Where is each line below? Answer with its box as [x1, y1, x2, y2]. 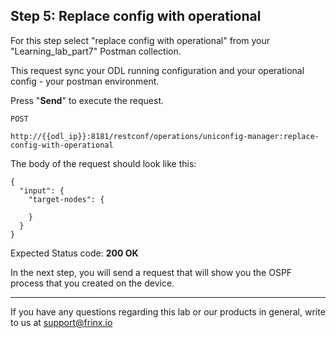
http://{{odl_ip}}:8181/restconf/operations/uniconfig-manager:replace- [10, 131, 320, 141]
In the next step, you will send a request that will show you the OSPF [10, 266, 293, 278]
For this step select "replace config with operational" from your [10, 34, 271, 46]
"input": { [19, 185, 65, 196]
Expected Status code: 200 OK [10, 247, 139, 259]
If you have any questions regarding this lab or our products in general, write [10, 305, 326, 318]
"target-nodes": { [28, 194, 105, 204]
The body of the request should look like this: [10, 157, 197, 169]
